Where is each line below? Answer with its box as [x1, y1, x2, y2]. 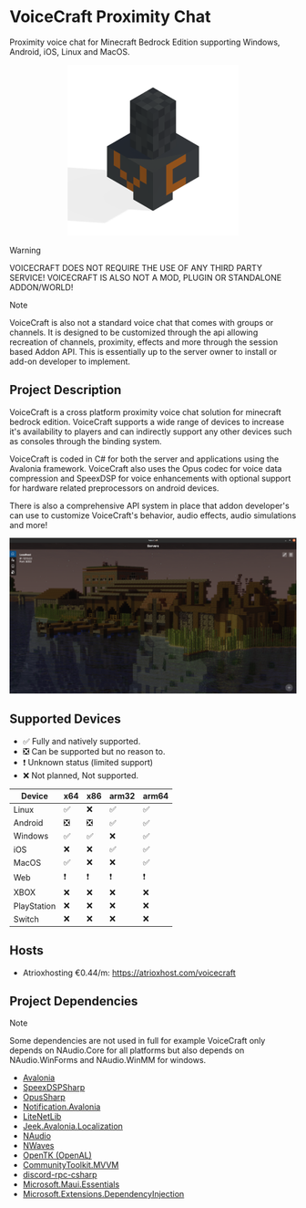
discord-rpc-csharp [22, 1170, 97, 1181]
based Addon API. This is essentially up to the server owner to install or [9, 346, 278, 357]
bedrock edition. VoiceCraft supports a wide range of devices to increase [9, 416, 285, 427]
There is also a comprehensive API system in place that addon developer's [9, 500, 290, 511]
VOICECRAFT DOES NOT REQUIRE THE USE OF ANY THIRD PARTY [9, 262, 262, 273]
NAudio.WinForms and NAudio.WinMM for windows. [9, 1055, 207, 1066]
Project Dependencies [9, 993, 138, 1009]
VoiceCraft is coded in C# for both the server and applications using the [9, 453, 280, 464]
